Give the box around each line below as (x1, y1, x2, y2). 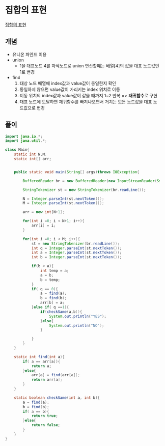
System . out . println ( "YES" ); (49, 314, 107, 319)
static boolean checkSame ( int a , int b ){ (14, 395, 100, 400)
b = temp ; (40, 277, 60, 282)
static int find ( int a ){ (14, 354, 65, 359)
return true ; (31, 414, 58, 418)
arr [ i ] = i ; (31, 223, 56, 228)
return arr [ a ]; (31, 377, 63, 382)
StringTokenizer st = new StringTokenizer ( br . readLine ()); (23, 187, 146, 192)
